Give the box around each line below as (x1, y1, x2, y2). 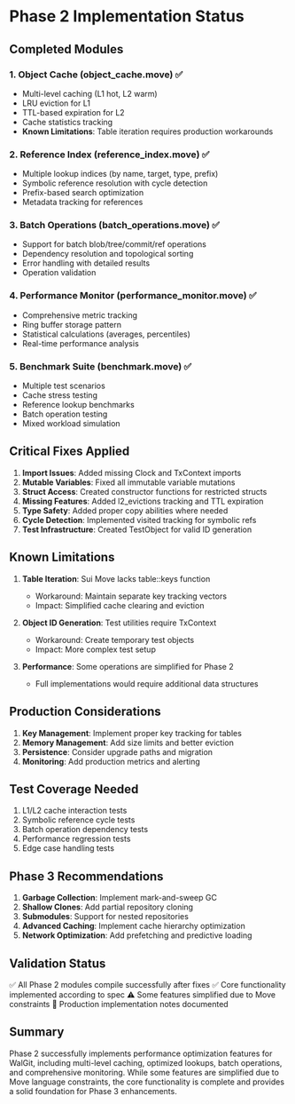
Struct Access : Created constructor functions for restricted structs (21, 486, 268, 496)
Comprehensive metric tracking (21, 309, 138, 321)
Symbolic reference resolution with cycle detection (21, 178, 208, 188)
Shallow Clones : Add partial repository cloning (21, 901, 193, 912)
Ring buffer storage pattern (21, 319, 122, 330)
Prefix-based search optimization (21, 187, 144, 198)
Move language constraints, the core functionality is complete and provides (9, 1076, 285, 1087)
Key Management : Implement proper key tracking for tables (21, 727, 242, 738)
